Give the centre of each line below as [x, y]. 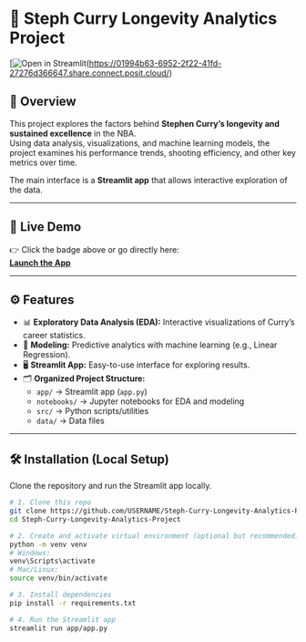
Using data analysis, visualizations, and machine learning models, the [140, 143]
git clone [28, 511]
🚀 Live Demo [46, 227]
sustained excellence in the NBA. [73, 133]
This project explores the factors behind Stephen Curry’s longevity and [145, 123]
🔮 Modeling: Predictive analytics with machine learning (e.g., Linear [150, 345]
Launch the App [40, 263]
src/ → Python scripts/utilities [92, 411]
